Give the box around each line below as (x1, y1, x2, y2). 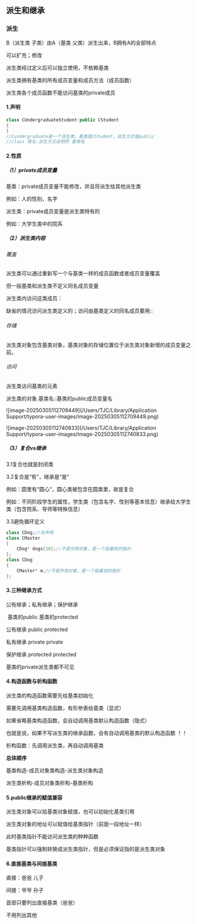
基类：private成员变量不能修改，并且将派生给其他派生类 (6, 183, 141, 190)
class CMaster (6, 535, 41, 541)
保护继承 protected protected (6, 651, 77, 658)
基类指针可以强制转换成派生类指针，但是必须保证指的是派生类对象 (6, 845, 165, 853)
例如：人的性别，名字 (6, 195, 57, 202)
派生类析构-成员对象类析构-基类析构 (6, 779, 93, 787)
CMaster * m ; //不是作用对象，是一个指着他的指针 (16, 567, 121, 574)
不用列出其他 (6, 912, 37, 919)
